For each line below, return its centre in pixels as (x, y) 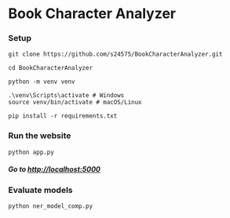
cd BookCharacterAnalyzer (50, 68)
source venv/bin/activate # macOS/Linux (75, 103)
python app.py (31, 152)
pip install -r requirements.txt (63, 116)
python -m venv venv (42, 82)
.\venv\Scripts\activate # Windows (66, 96)
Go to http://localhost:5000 (54, 169)
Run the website (40, 136)
